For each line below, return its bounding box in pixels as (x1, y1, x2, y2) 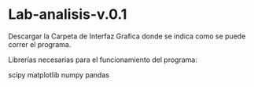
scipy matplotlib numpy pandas (8, 70, 110, 79)
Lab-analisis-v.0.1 (8, 5, 127, 24)
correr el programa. (8, 39, 72, 49)
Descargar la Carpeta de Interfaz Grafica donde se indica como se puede (8, 31, 246, 41)
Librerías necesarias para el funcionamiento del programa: (8, 55, 198, 64)
